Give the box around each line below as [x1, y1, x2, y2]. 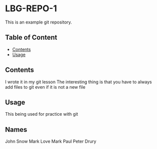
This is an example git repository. [5, 19, 72, 25]
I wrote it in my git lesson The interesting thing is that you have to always [5, 79, 152, 85]
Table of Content [5, 33, 57, 42]
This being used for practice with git [5, 111, 78, 117]
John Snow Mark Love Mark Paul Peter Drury [5, 138, 97, 145]
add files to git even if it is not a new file [5, 84, 86, 90]
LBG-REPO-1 [5, 3, 57, 14]
